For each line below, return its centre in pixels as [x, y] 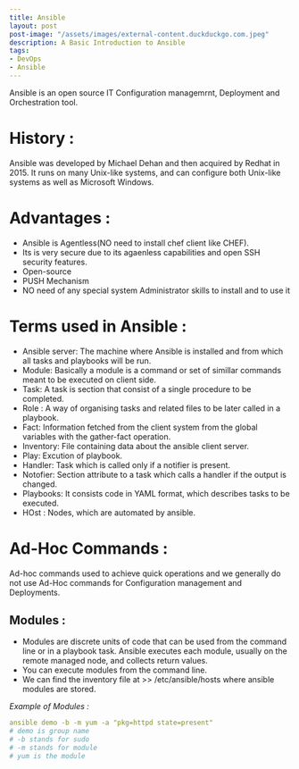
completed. [43, 398]
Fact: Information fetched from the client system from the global [140, 427]
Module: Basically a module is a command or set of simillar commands [152, 370]
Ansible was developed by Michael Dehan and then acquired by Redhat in [145, 163]
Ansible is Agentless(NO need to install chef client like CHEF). [136, 243]
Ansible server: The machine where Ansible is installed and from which [153, 351]
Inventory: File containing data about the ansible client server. [136, 446]
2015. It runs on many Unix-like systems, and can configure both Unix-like [145, 172]
